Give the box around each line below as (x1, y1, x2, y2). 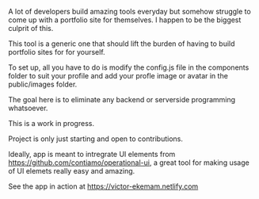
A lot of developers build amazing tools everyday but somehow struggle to (8, 7, 251, 16)
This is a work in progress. (8, 119, 95, 128)
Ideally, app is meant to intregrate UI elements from (8, 150, 176, 159)
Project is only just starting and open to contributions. (8, 134, 184, 144)
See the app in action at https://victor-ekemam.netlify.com (8, 182, 199, 191)
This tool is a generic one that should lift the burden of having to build (8, 39, 235, 48)
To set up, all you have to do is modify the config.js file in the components (8, 63, 249, 72)
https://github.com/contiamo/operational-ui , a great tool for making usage (8, 158, 249, 167)
